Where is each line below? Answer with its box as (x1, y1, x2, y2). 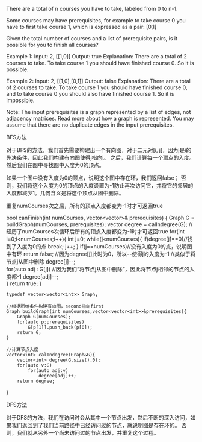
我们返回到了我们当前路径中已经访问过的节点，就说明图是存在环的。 (11, 421, 180, 429)
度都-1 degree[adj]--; (6, 273, 58, 280)
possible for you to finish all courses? (6, 42, 99, 48)
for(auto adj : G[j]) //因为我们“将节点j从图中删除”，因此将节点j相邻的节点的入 (6, 265, 195, 273)
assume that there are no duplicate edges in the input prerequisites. (6, 121, 174, 128)
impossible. (6, 96, 35, 104)
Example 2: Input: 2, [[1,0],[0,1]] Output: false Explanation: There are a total (6, 78, 191, 84)
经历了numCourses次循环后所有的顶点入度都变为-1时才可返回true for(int (6, 228, 185, 235)
